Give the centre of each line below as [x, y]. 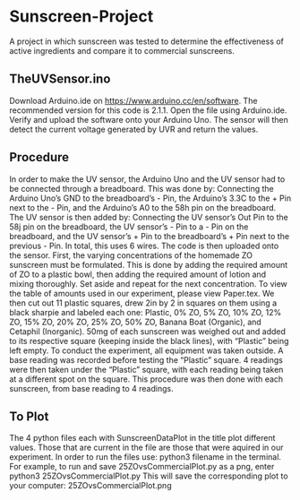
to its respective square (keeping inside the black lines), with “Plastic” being [149, 341]
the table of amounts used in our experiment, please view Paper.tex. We [142, 293]
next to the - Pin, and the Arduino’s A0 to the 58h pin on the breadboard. [143, 207]
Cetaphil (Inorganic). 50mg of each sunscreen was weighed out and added [148, 331]
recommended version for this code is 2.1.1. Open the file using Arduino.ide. [148, 110]
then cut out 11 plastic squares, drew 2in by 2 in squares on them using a [143, 303]
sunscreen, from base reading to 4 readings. [91, 388]
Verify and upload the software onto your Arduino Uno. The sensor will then [149, 119]
